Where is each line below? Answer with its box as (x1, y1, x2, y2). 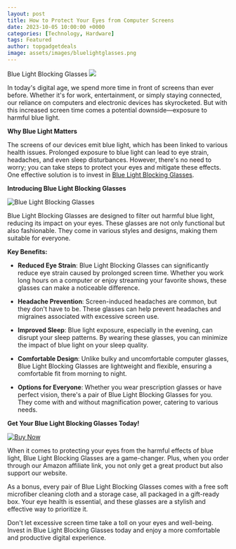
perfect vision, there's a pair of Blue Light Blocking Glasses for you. (17, 390, 213, 398)
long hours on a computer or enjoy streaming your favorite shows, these (17, 276, 227, 284)
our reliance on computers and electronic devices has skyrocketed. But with (7, 98, 228, 106)
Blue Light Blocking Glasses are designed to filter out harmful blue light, (7, 211, 215, 220)
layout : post (7, 10, 46, 18)
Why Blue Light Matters (7, 127, 77, 135)
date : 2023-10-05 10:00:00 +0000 (7, 23, 105, 30)
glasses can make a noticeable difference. (17, 283, 140, 292)
